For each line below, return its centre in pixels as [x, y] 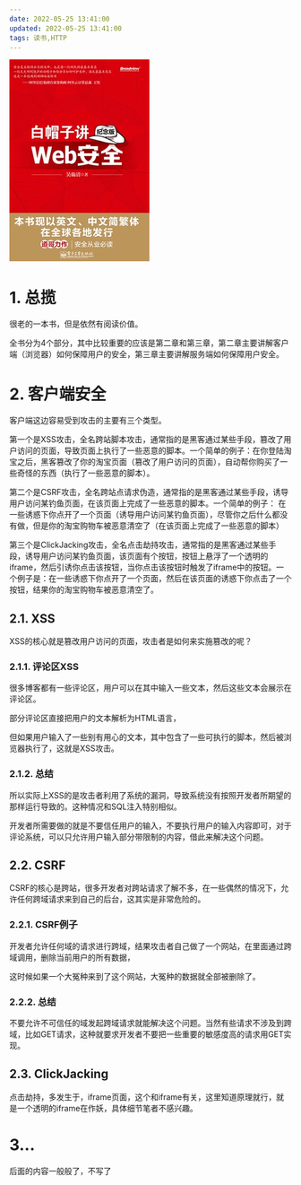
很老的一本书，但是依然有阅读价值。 [76, 324]
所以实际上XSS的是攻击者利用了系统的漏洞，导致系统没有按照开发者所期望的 [150, 795]
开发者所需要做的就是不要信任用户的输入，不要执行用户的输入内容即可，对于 [150, 825]
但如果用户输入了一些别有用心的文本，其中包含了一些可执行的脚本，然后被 [146, 737]
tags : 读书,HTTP [38, 38]
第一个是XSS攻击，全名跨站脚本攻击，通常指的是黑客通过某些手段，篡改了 [146, 440]
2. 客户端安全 [58, 394]
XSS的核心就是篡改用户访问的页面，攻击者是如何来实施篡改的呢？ [131, 641]
